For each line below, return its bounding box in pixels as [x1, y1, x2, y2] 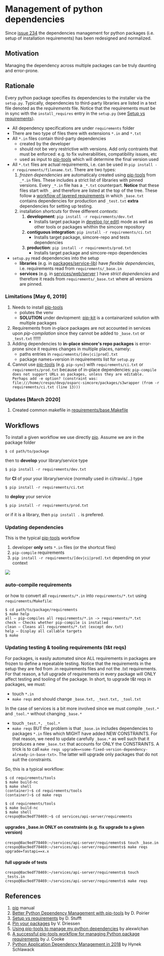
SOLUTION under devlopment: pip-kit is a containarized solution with [19, 315, 160, 320]
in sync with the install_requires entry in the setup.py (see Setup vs [5, 110, 145, 116]
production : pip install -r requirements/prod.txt [26, 245, 131, 250]
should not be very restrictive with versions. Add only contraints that [19, 146, 158, 152]
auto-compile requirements [5, 581, 72, 588]
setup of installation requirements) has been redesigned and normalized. [5, 35, 152, 41]
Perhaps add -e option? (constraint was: [12, 376, 98, 381]
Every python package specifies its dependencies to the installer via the [5, 94, 150, 101]
